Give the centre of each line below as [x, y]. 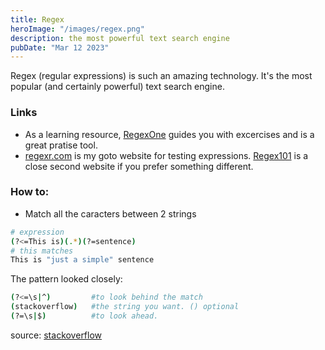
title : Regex [37, 19]
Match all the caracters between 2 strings [110, 213]
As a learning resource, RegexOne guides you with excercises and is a [169, 134]
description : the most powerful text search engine [120, 38]
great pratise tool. [61, 145]
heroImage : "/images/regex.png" [77, 29]
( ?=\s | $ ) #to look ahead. [84, 316]
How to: [30, 192]
